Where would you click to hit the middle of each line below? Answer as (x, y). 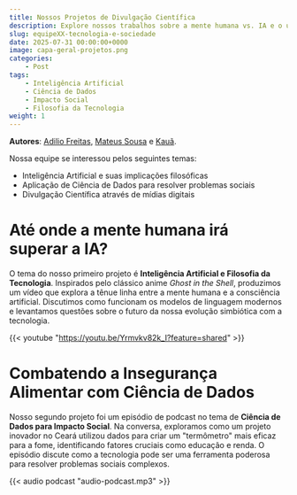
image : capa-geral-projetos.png (69, 50)
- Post (37, 67)
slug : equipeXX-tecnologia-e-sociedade (83, 34)
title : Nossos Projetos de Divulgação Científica (103, 17)
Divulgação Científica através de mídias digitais (108, 195)
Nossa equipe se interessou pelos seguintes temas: (103, 159)
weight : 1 (27, 116)
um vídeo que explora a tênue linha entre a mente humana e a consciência (145, 292)
